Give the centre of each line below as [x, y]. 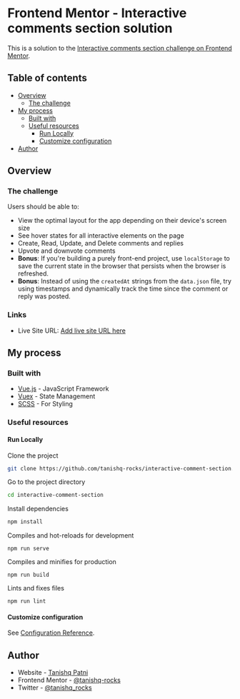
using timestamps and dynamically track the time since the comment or [123, 289]
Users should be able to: [44, 207]
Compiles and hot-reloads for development [71, 535]
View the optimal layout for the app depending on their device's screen [122, 221]
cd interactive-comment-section [55, 495]
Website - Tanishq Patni [53, 673]
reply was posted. [44, 296]
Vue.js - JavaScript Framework [63, 389]
